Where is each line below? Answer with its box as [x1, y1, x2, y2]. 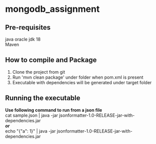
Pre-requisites [5, 23, 51, 32]
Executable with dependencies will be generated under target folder [12, 79, 152, 85]
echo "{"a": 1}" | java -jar [5, 128, 56, 134]
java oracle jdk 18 [5, 36, 41, 42]
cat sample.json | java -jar [5, 112, 58, 118]
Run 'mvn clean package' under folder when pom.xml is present [12, 74, 144, 80]
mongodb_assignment [5, 3, 100, 15]
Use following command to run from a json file [5, 107, 102, 113]
